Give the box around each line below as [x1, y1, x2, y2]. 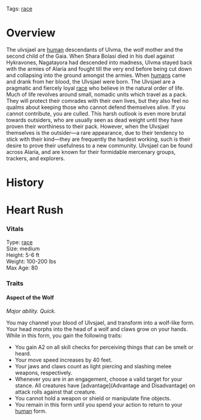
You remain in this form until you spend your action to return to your [14, 401, 183, 408]
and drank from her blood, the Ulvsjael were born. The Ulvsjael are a [6, 78, 176, 85]
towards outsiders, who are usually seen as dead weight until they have [6, 116, 183, 123]
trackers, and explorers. [6, 155, 65, 162]
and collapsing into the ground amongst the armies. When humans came [6, 72, 186, 79]
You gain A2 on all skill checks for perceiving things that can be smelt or [14, 343, 194, 351]
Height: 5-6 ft [6, 251, 40, 258]
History [6, 176, 44, 190]
